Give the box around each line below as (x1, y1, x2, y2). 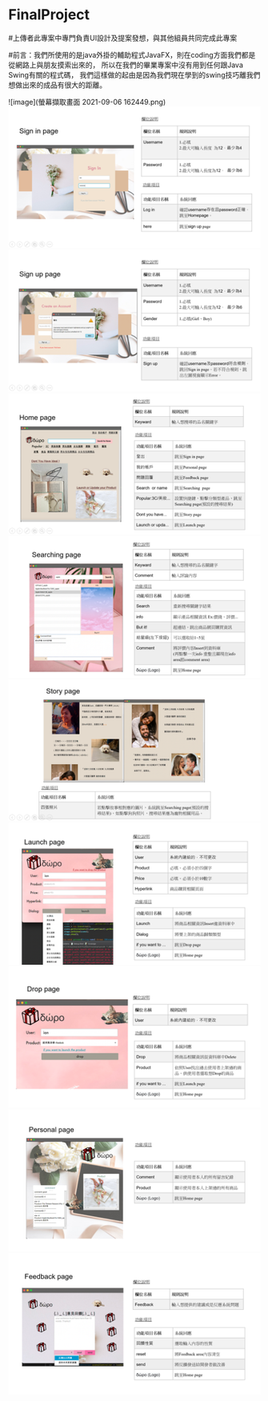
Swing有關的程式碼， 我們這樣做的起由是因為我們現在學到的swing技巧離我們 (8, 70, 261, 79)
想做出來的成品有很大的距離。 (8, 80, 106, 90)
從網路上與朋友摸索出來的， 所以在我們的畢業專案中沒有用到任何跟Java (8, 60, 244, 70)
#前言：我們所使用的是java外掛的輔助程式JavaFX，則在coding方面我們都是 (8, 50, 256, 59)
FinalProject (8, 6, 90, 24)
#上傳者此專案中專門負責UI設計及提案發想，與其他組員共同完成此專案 (8, 33, 238, 42)
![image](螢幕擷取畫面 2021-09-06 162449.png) (8, 97, 166, 106)
